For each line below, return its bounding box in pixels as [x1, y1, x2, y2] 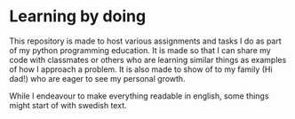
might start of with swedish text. [9, 99, 127, 110]
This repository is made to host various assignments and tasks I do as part [9, 36, 282, 46]
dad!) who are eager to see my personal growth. [9, 73, 186, 83]
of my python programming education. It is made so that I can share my [9, 44, 271, 55]
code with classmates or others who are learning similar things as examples [9, 54, 287, 65]
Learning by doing [9, 6, 147, 27]
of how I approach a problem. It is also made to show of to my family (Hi [9, 64, 273, 75]
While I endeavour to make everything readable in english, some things [9, 91, 269, 101]
